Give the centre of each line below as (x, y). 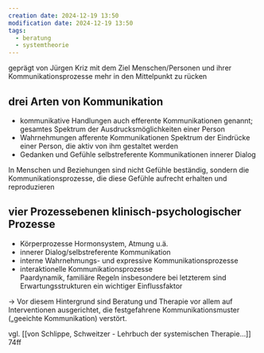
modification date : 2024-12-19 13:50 (71, 23)
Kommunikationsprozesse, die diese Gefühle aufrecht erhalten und (118, 178)
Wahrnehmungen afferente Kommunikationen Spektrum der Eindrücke (135, 137)
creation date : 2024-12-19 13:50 (64, 16)
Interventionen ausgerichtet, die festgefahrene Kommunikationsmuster (124, 310)
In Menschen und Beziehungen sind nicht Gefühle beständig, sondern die (129, 170)
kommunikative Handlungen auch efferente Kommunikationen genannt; (136, 120)
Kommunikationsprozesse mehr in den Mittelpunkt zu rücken (108, 76)
